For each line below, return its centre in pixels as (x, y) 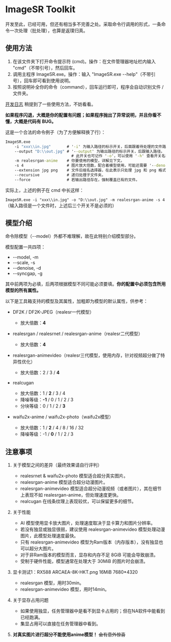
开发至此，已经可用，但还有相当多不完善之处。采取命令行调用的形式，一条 (83, 24)
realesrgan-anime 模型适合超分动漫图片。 (64, 482)
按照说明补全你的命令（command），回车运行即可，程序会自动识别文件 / (88, 87)
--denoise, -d (27, 268)
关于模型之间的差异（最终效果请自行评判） (57, 465)
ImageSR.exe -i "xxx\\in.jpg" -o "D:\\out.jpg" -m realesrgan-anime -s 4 (85, 200)
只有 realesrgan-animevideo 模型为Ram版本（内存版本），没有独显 (89, 542)
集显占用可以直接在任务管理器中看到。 (60, 624)
